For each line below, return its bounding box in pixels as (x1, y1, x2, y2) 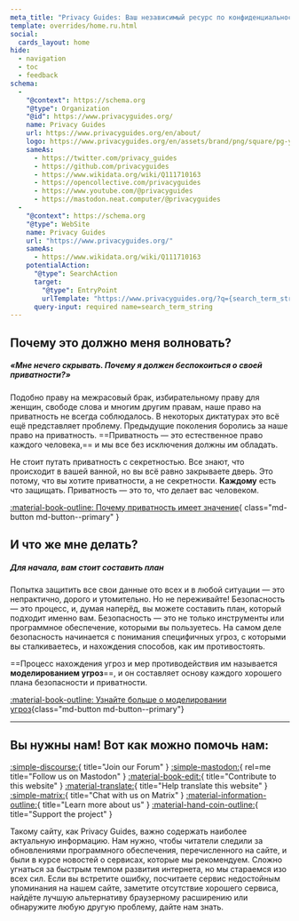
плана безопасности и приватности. (10, 677, 148, 687)
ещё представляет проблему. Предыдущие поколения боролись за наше (10, 420, 288, 431)
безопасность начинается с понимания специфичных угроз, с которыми (10, 631, 287, 642)
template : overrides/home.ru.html (10, 21, 138, 30)
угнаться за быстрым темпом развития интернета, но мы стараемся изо (10, 863, 287, 874)
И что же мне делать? (10, 537, 138, 552)
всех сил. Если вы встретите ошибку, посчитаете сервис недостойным (10, 873, 280, 884)
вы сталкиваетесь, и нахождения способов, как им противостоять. (10, 641, 265, 652)
